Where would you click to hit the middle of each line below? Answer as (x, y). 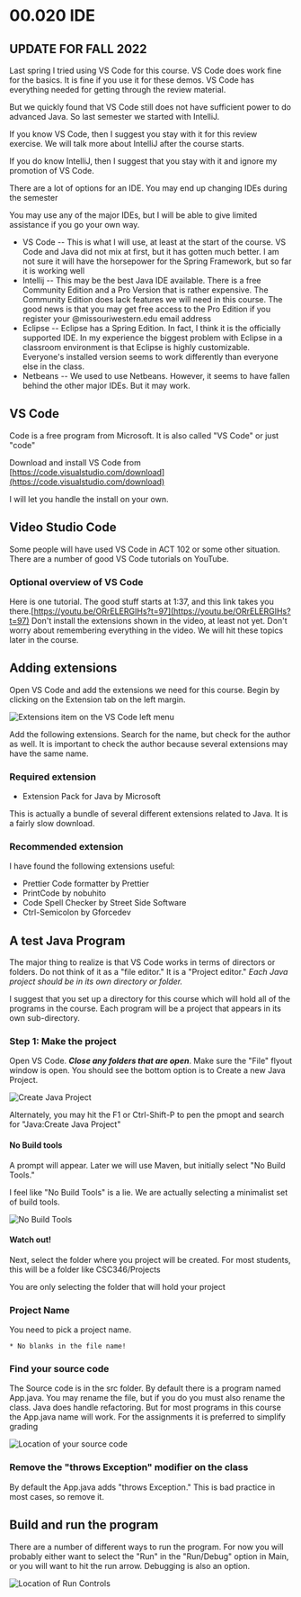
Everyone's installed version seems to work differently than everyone (150, 357)
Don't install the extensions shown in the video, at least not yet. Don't (159, 620)
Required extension (53, 777)
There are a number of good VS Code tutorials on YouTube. (119, 558)
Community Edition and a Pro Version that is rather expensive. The (145, 290)
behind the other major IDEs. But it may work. (106, 385)
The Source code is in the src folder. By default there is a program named (145, 1388)
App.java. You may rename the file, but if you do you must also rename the (147, 1398)
